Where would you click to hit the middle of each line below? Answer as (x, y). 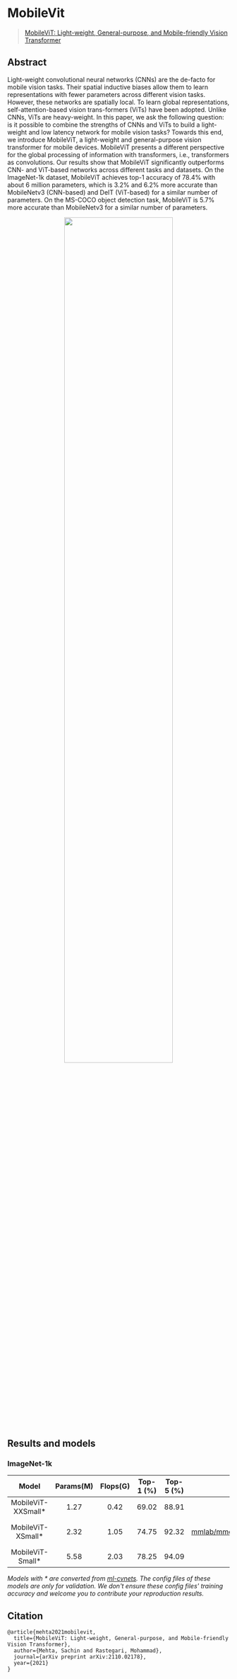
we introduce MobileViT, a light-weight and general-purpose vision (104, 139)
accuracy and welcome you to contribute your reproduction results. (106, 1593)
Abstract (27, 63)
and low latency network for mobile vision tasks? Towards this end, (126, 132)
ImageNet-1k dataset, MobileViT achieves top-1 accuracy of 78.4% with (111, 177)
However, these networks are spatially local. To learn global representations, (119, 102)
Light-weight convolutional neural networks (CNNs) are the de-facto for (111, 79)
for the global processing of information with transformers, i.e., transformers (118, 154)
